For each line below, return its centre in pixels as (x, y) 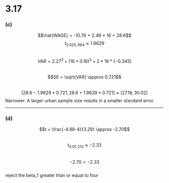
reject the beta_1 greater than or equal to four (52, 175)
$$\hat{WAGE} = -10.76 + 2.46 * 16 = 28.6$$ (84, 35)
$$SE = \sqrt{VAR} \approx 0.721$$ (84, 77)
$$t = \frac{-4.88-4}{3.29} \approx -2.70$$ (84, 130)
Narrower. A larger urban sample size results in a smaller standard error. (80, 100)
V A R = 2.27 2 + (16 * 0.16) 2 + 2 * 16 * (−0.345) (84, 61)
